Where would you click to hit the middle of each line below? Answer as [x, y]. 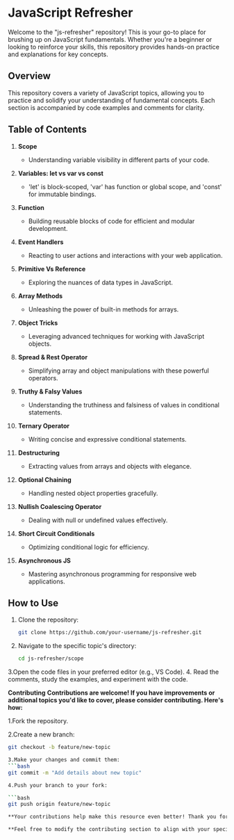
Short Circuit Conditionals [56, 533]
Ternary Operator [44, 426]
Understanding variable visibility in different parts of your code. [119, 160]
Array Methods [40, 296]
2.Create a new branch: [41, 734]
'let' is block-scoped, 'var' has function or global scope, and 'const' [125, 186]
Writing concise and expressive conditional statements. [107, 439]
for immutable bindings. [62, 194]
